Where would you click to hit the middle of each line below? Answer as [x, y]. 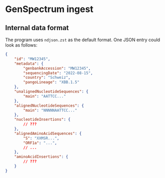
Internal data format [37, 28]
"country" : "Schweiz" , [47, 78]
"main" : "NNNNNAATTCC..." [50, 110]
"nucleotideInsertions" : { [42, 120]
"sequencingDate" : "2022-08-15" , [58, 73]
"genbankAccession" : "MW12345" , [57, 68]
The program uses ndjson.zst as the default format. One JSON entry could [83, 40]
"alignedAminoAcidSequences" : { [48, 133]
